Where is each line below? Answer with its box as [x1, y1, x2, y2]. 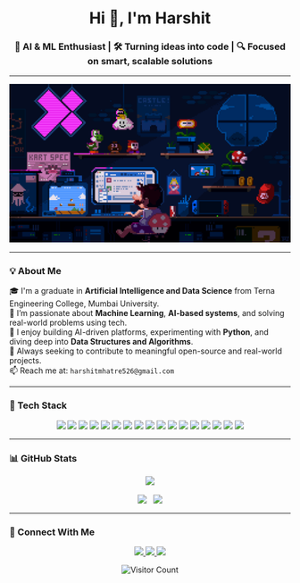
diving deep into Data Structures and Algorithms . [9, 337, 194, 347]
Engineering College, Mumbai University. [9, 298, 160, 309]
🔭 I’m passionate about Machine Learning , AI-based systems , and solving [9, 308, 285, 319]
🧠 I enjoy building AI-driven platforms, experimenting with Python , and [9, 327, 270, 337]
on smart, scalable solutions [87, 55, 212, 68]
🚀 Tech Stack [9, 399, 68, 412]
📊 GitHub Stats [9, 452, 78, 464]
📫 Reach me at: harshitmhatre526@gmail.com [9, 365, 175, 376]
